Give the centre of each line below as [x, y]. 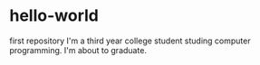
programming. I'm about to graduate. [78, 50]
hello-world [54, 16]
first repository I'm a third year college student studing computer [130, 41]
